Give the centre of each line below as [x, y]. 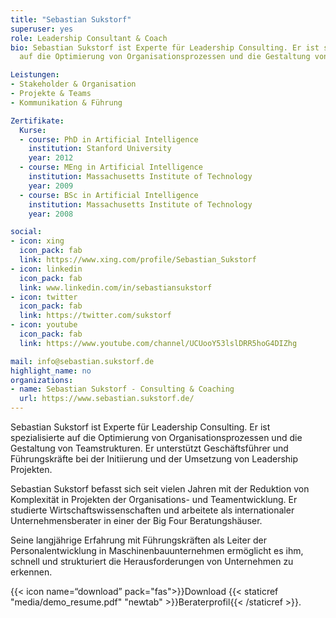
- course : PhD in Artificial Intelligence [109, 139]
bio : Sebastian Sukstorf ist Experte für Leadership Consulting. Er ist [165, 47]
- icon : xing [37, 241]
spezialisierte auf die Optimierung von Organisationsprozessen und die [156, 437]
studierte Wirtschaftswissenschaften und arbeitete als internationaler [152, 510]
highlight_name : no [51, 371]
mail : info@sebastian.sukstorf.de [82, 361]
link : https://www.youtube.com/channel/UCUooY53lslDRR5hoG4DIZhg [158, 343]
